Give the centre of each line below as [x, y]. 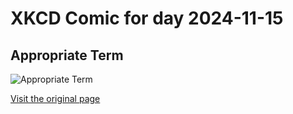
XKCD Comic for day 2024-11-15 [147, 18]
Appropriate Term [67, 55]
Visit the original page [55, 98]
